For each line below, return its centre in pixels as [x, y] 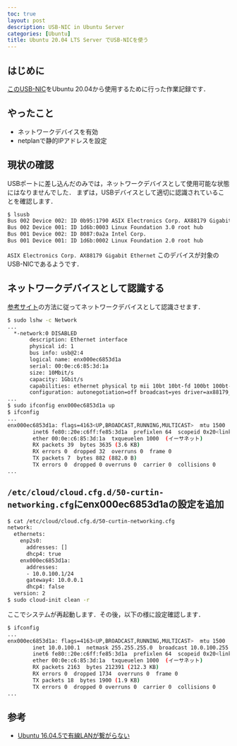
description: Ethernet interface [79, 340]
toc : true [22, 14]
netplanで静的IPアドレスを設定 [62, 140]
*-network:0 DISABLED [45, 333]
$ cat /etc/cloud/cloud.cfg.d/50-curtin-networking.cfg [91, 521]
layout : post [26, 21]
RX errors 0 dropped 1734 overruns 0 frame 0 [105, 674]
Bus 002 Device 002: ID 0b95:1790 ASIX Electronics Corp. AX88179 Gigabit [120, 221]
